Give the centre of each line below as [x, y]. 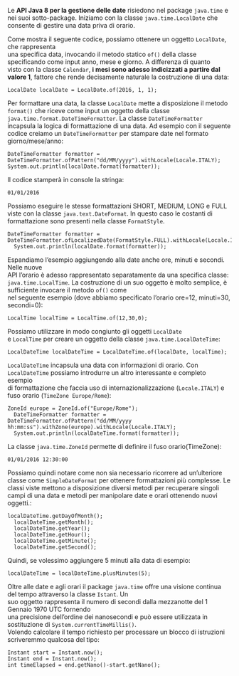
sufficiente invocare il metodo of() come [67, 290]
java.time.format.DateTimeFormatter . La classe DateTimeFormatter [105, 118]
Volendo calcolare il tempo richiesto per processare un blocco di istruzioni [116, 632]
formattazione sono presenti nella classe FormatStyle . [86, 221]
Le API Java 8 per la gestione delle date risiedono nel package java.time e [118, 10]
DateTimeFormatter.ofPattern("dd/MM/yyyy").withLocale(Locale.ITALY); [114, 160]
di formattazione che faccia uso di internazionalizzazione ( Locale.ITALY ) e [116, 388]
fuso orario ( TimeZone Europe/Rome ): [59, 395]
